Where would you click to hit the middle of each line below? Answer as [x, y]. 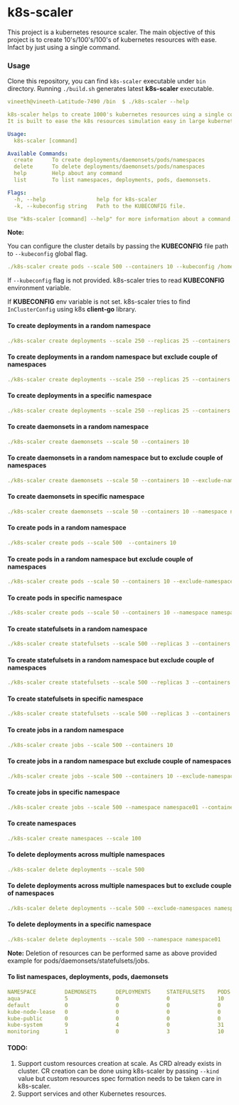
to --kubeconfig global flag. [47, 254]
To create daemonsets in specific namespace [76, 497]
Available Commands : [38, 154]
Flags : [17, 193]
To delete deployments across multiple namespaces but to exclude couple [119, 886]
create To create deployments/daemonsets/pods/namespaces [109, 160]
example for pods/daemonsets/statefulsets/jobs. [79, 961]
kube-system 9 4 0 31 [116, 1025]
